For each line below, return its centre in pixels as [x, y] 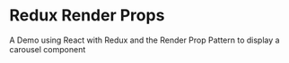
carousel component [48, 49]
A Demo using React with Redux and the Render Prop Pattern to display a [144, 40]
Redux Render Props [87, 16]
